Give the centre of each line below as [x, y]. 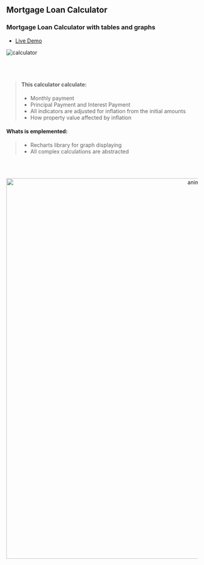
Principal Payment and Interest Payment [80, 104]
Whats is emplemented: [37, 132]
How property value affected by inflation [81, 118]
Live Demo [29, 40]
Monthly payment [52, 98]
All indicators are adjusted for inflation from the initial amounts [108, 111]
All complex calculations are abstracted [80, 152]
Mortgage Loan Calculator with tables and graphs [81, 27]
